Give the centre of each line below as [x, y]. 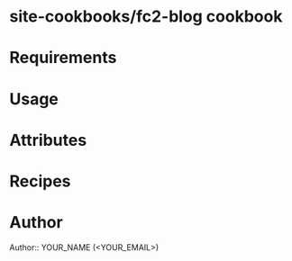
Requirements [63, 58]
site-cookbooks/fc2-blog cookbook [146, 17]
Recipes [40, 181]
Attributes [48, 140]
